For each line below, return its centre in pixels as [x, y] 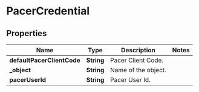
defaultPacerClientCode [45, 60]
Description [138, 50]
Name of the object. [138, 70]
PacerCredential [48, 11]
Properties [27, 33]
